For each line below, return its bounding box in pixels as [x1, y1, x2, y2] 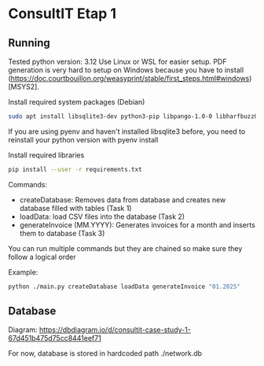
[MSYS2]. [8, 82, 39, 91]
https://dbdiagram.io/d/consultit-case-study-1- [38, 325, 191, 335]
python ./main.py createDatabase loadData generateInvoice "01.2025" [8, 283, 241, 290]
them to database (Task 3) [19, 228, 105, 238]
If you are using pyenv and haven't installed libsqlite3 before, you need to [8, 127, 246, 136]
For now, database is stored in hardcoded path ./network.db [8, 349, 203, 358]
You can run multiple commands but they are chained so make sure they [8, 243, 243, 253]
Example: [8, 267, 38, 276]
